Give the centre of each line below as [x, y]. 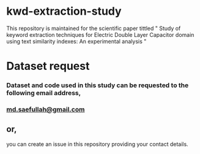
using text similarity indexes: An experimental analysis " [76, 41]
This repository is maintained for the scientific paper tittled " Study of [94, 28]
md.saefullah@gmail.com [46, 109]
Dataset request [48, 66]
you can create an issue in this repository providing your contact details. [97, 144]
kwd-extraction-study [64, 11]
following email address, [44, 93]
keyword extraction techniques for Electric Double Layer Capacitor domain [100, 34]
